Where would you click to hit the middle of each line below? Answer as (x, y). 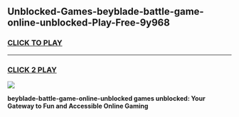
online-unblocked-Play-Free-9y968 (89, 23)
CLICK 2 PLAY (32, 69)
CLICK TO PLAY (35, 43)
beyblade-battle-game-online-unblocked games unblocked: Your (106, 98)
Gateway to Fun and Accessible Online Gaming (78, 106)
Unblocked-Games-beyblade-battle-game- (106, 12)
